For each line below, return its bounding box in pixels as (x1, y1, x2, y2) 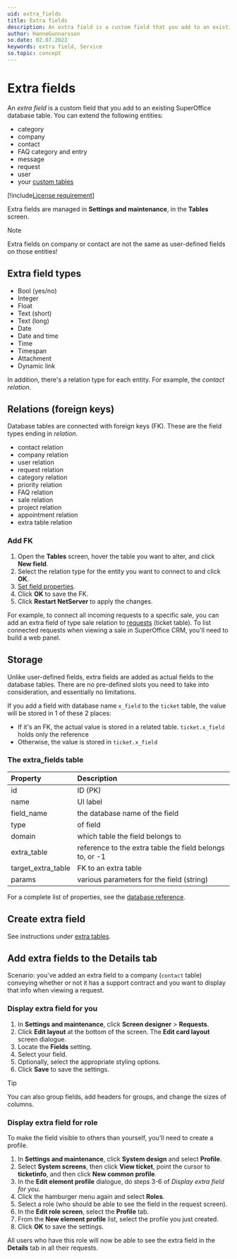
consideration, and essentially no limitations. (7, 687, 137, 696)
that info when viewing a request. (7, 986, 104, 995)
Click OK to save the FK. (17, 590, 89, 598)
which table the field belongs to (77, 831, 182, 841)
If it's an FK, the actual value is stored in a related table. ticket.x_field (17, 722, 225, 731)
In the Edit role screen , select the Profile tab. (17, 1207, 150, 1216)
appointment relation (17, 510, 78, 520)
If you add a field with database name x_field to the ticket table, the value (7, 701, 226, 710)
